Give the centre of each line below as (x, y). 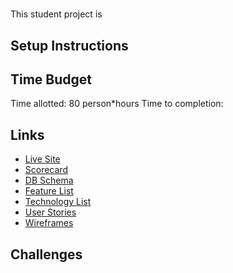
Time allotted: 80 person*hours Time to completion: (117, 104)
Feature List (49, 191)
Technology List (58, 202)
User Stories (50, 212)
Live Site (42, 159)
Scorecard (46, 170)
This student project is (56, 14)
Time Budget (51, 79)
